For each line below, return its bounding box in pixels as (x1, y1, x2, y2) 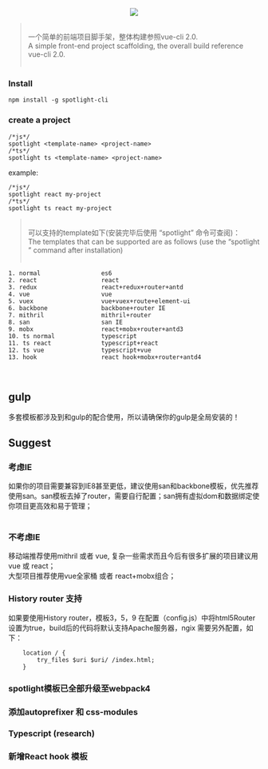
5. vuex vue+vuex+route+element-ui (8, 297, 191, 305)
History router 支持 (8, 593, 82, 604)
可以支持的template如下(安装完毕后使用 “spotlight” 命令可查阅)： (27, 228, 241, 237)
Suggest (8, 436, 52, 449)
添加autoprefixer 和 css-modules (8, 706, 138, 717)
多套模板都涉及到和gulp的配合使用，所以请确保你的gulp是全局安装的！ (8, 412, 240, 422)
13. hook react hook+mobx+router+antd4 (8, 353, 202, 361)
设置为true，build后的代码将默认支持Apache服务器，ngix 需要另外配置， (8, 623, 246, 632)
